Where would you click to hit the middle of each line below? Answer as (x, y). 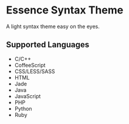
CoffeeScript (30, 65)
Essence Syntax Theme (65, 10)
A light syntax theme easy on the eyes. (53, 26)
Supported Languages (48, 45)
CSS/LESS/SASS (35, 71)
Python (23, 108)
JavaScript (28, 96)
